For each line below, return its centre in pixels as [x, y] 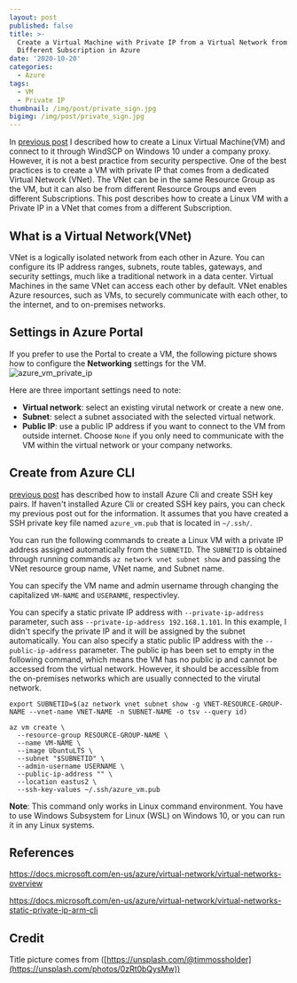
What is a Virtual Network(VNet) [101, 236]
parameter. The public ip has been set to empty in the [176, 650]
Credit [27, 938]
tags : [19, 84]
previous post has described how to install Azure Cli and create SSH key [141, 494]
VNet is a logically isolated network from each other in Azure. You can [137, 257]
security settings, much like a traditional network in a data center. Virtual [141, 276]
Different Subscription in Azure [79, 51]
